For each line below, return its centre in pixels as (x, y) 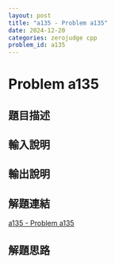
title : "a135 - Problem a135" (58, 23)
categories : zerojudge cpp (53, 38)
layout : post (30, 15)
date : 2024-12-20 (37, 30)
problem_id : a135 (37, 45)
